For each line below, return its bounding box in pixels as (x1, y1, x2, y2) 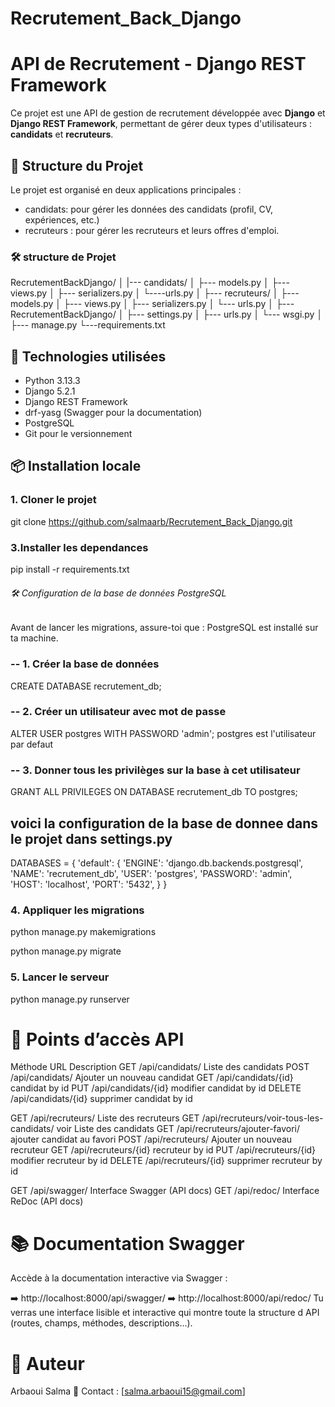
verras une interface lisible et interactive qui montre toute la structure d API (10, 1307, 320, 1319)
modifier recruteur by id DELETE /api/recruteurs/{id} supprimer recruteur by (10, 1155, 323, 1167)
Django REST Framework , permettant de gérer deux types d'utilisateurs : (10, 118, 313, 130)
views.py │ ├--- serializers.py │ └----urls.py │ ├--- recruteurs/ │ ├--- (10, 287, 300, 299)
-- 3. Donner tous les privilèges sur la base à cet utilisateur (10, 763, 301, 777)
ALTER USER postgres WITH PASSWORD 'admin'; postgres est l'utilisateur (10, 727, 317, 739)
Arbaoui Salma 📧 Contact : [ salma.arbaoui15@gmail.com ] (10, 1385, 246, 1397)
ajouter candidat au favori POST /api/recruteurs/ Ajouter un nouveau (10, 1133, 293, 1146)
